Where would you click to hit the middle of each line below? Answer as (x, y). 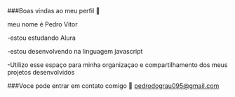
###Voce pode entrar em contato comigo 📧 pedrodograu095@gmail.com (113, 86)
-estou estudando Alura (41, 38)
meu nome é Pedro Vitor (42, 24)
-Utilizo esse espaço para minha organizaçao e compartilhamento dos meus (117, 65)
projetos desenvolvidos (41, 72)
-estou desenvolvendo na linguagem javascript (75, 51)
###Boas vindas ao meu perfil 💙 (54, 11)
